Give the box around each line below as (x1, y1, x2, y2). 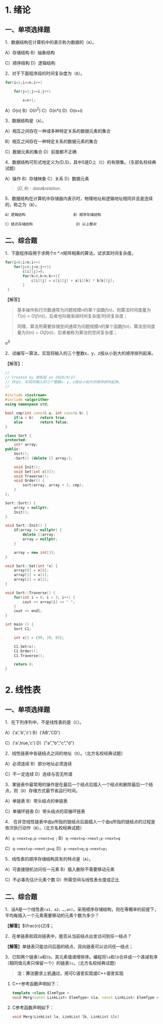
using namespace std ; (5, 402, 49, 407)
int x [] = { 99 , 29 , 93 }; (14, 635, 64, 640)
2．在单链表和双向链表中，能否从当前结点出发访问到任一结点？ (5, 933, 132, 939)
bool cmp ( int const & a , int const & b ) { (5, 411, 89, 416)
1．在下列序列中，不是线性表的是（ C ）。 (5, 719, 84, 725)
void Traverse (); (14, 474, 49, 479)
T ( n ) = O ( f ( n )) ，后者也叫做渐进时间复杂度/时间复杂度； (17, 313, 128, 319)
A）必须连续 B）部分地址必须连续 (5, 761, 72, 767)
